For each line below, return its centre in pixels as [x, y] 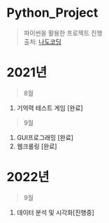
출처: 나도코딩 [43, 41]
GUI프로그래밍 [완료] [45, 137]
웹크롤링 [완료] [37, 146]
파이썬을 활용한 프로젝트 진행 [63, 33]
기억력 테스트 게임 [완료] [50, 108]
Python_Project [52, 13]
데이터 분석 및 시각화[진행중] [56, 212]
